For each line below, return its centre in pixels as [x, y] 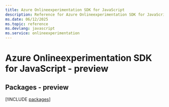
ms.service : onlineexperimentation [43, 33]
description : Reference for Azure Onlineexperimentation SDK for [75, 15]
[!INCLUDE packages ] [28, 99]
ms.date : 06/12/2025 [27, 19]
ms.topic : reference [27, 24]
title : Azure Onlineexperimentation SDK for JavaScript [65, 10]
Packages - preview [37, 87]
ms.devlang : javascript [30, 29]
